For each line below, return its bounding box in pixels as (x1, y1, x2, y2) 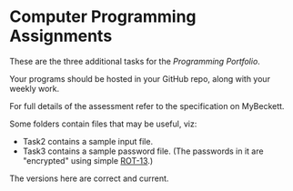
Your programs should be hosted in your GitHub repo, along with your (9, 73, 271, 84)
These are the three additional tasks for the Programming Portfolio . (9, 55, 261, 66)
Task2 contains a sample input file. (22, 136, 153, 146)
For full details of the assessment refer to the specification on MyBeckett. (9, 100, 285, 111)
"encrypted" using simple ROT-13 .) (22, 155, 153, 166)
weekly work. (9, 83, 60, 94)
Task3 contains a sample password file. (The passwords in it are (22, 146, 264, 156)
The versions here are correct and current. (9, 173, 169, 184)
